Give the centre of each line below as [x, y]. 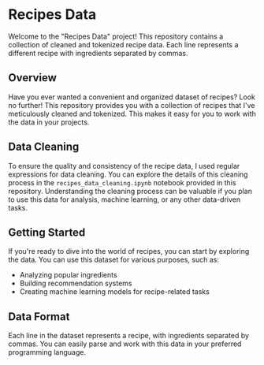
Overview [33, 78]
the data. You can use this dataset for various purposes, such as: [113, 260]
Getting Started [47, 232]
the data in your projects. [49, 122]
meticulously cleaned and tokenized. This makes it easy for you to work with [132, 114]
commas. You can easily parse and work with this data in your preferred [125, 344]
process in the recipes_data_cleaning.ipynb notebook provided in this [122, 182]
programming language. [47, 352]
